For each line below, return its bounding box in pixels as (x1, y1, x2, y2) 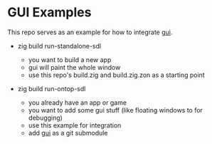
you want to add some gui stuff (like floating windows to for (28, 106, 203, 114)
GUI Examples (7, 4, 92, 21)
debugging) (28, 113, 63, 122)
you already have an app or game (28, 98, 127, 107)
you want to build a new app (28, 55, 112, 64)
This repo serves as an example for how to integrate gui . (7, 28, 173, 36)
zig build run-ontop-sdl (17, 84, 86, 93)
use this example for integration (28, 120, 122, 129)
